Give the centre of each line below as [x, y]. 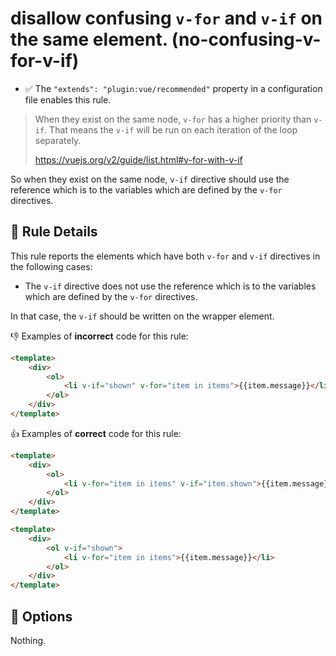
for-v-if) [45, 61]
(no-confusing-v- [246, 39]
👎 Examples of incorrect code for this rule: [99, 336]
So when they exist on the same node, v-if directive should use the [150, 179]
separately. [58, 140]
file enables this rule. [68, 99]
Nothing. [28, 640]
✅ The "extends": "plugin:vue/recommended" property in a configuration [173, 88]
